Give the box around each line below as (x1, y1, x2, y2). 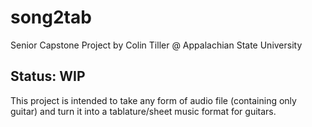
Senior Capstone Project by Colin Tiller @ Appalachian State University (10, 39, 303, 51)
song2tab (10, 6, 92, 29)
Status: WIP (10, 68, 86, 85)
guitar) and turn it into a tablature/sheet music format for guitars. (10, 105, 277, 117)
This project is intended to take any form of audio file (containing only (10, 94, 297, 106)
